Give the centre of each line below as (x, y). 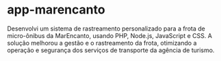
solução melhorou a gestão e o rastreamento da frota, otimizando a (102, 43)
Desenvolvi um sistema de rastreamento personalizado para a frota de (106, 28)
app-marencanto (56, 10)
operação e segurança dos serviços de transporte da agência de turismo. (111, 50)
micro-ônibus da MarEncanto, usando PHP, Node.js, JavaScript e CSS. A (109, 35)
